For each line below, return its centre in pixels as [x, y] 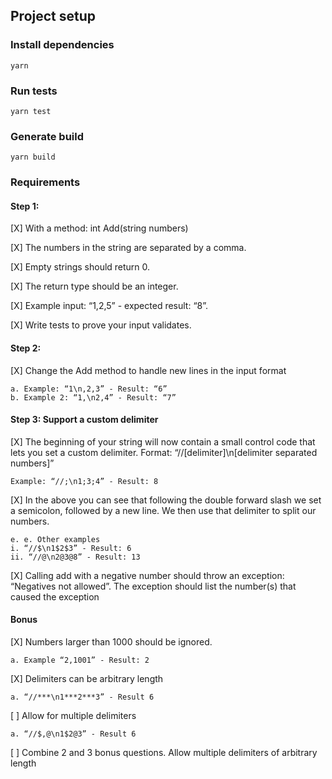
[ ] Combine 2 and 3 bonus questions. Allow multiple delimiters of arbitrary [164, 753]
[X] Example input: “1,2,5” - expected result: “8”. [109, 306]
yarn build [33, 157]
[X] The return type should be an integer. [94, 286]
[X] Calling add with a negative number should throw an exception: [147, 575]
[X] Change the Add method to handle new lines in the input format [148, 370]
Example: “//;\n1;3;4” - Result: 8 [84, 481]
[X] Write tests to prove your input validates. [101, 325]
